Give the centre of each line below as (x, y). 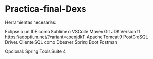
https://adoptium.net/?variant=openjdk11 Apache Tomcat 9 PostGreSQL (76, 37)
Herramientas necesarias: (31, 22)
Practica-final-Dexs (46, 9)
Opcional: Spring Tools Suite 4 (35, 51)
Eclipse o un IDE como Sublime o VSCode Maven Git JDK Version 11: (73, 31)
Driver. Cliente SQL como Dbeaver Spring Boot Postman (61, 42)
